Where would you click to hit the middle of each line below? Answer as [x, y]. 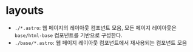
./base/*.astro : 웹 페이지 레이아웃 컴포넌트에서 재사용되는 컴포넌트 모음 [101, 42]
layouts [25, 10]
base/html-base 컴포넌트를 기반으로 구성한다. [68, 35]
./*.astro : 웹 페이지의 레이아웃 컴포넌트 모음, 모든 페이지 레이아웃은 [95, 27]
